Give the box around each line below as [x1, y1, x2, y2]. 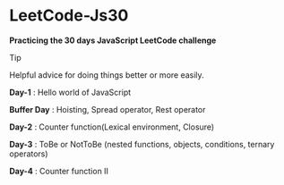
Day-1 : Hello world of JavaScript [9, 87, 132, 97]
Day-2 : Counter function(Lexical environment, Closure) [9, 122, 215, 132]
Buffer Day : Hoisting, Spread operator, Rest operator [9, 104, 206, 114]
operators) [9, 148, 48, 159]
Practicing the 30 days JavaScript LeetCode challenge [9, 35, 217, 46]
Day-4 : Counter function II [9, 165, 109, 176]
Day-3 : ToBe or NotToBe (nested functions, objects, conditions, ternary [9, 139, 275, 149]
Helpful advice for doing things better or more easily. [9, 69, 204, 80]
